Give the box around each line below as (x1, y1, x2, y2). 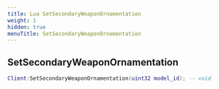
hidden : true (7, 23, 46, 30)
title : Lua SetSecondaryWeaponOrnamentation (7, 10, 141, 18)
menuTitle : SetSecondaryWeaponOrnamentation (7, 30, 141, 37)
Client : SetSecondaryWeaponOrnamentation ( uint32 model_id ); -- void (7, 75, 212, 82)
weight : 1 (7, 17, 37, 24)
